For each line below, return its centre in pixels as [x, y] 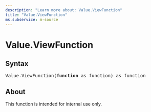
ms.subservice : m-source [32, 19]
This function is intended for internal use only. [54, 104]
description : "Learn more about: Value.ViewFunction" [64, 10]
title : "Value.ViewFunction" [36, 15]
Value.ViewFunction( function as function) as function [75, 76]
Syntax [17, 64]
